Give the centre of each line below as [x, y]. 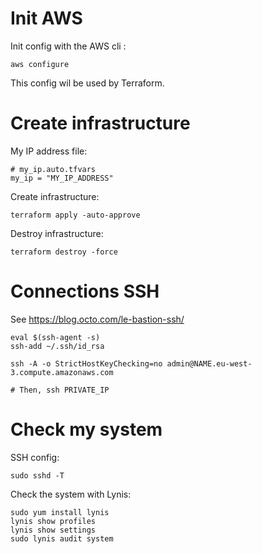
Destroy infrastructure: [57, 233]
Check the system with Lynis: [71, 494]
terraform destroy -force [64, 252]
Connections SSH [85, 291]
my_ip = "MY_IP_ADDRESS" [62, 178]
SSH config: [35, 457]
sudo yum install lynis [60, 512]
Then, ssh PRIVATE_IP [64, 390]
